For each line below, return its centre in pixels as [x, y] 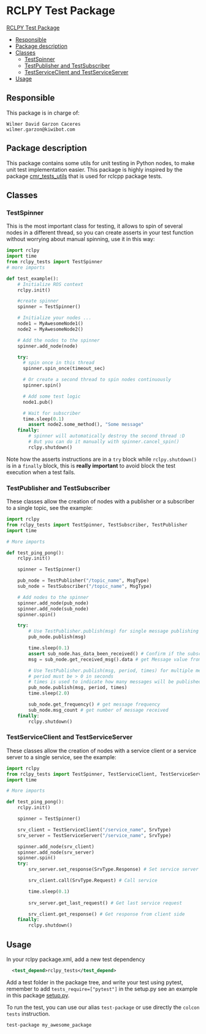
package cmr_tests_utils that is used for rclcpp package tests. [84, 176]
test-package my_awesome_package [49, 1025]
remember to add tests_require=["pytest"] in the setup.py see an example [102, 989]
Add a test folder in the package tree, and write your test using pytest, [95, 982]
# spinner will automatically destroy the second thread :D [107, 436]
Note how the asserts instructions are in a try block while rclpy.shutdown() [102, 459]
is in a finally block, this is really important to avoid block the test [91, 465]
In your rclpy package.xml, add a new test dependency [76, 959]
